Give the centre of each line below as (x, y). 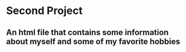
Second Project (44, 11)
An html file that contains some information (87, 32)
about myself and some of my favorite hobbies (93, 41)
